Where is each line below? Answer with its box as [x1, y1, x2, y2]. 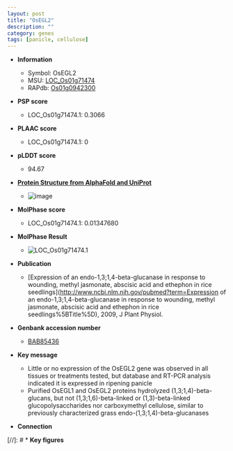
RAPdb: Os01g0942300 [27, 84, 96, 92]
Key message [17, 350, 58, 360]
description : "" [7, 23, 54, 30]
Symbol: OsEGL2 [27, 69, 77, 77]
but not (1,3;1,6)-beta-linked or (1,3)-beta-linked [54, 394, 191, 402]
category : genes [7, 29, 54, 37]
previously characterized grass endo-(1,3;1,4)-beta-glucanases [27, 409, 209, 417]
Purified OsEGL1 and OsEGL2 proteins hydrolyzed [27, 387, 170, 395]
